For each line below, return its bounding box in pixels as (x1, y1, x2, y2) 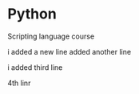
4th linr (7, 78, 31, 88)
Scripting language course (7, 31, 95, 41)
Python (7, 5, 57, 23)
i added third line (7, 62, 63, 72)
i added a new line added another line (7, 47, 132, 56)
